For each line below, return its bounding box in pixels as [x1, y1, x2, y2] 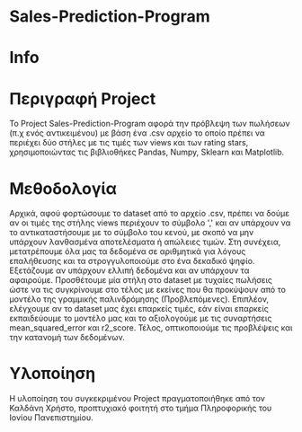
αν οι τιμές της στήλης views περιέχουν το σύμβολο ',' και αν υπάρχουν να [9, 217, 291, 228]
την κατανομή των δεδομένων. [9, 332, 126, 343]
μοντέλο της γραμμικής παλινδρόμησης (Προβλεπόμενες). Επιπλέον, [9, 294, 270, 304]
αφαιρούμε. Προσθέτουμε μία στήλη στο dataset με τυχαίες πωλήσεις [9, 275, 272, 286]
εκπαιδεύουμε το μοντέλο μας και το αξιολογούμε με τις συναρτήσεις [9, 313, 272, 324]
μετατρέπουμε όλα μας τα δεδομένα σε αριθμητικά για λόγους [9, 246, 246, 257]
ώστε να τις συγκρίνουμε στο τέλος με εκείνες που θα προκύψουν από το [9, 285, 286, 295]
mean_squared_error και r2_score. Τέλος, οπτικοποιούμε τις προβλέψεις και [9, 322, 293, 333]
